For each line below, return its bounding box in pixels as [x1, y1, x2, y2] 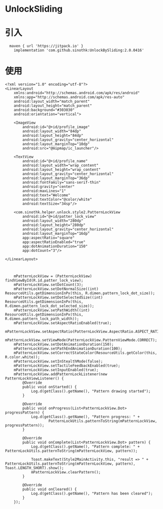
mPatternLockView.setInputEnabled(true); [14, 368, 98, 373]
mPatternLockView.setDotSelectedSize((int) [14, 295, 103, 300]
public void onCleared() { [22, 487, 77, 492]
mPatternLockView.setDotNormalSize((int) [14, 286, 98, 292]
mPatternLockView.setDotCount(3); [14, 283, 83, 287]
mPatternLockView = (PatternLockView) [14, 274, 92, 279]
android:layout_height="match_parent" [14, 103, 92, 108]
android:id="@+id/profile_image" [22, 125, 90, 130]
